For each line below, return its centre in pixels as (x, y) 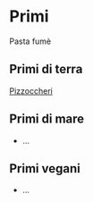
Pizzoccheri (31, 90)
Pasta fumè (30, 41)
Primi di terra (46, 69)
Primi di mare (47, 119)
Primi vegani (45, 168)
